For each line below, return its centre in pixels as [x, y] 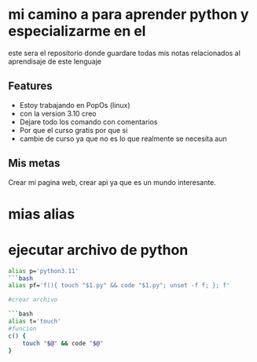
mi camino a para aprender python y [128, 15]
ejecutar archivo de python [98, 250]
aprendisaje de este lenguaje [55, 61]
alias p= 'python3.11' [44, 271]
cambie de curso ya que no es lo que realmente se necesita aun [123, 139]
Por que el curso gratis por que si [73, 130]
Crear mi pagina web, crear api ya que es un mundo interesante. [112, 182]
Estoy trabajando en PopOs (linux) [75, 105]
